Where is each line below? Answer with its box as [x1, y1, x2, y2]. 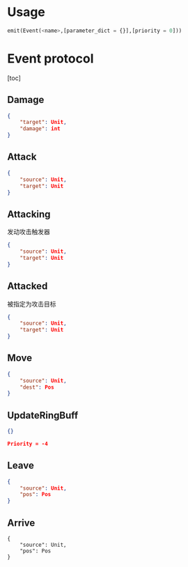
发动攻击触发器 [7, 228, 50, 236]
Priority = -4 [7, 440, 49, 447]
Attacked [7, 280, 48, 293]
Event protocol [7, 51, 94, 66]
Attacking [7, 208, 51, 220]
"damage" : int [19, 125, 61, 132]
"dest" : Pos [19, 384, 54, 391]
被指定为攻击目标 [7, 300, 56, 308]
